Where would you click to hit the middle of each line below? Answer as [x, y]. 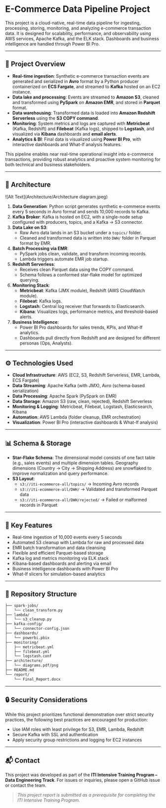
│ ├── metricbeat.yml [30, 647]
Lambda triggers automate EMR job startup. [64, 259]
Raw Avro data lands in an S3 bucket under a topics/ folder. [81, 232]
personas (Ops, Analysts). [46, 343]
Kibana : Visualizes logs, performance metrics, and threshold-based [89, 311]
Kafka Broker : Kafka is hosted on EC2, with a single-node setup [78, 217]
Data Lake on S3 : [30, 227]
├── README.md [20, 670]
